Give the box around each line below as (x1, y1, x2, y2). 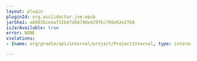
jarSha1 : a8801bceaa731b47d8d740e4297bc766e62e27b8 (6, 19, 135, 25)
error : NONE (6, 30, 35, 36)
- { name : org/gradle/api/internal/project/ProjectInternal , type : (6, 41, 172, 47)
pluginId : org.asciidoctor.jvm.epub (6, 14, 96, 20)
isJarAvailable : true (6, 24, 59, 31)
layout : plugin (6, 8, 43, 15)
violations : (6, 35, 35, 41)
